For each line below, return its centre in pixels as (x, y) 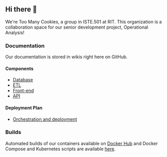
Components (19, 68)
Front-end (23, 91)
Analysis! (15, 32)
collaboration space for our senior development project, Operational (77, 27)
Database (23, 80)
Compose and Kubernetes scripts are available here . (61, 149)
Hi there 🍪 (21, 9)
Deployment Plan (24, 108)
